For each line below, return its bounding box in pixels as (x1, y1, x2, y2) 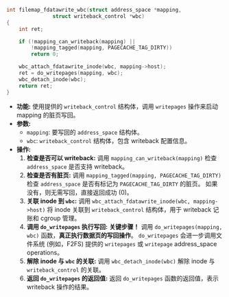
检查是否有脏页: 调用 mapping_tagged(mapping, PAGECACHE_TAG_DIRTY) (26, 170, 222, 179)
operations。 (26, 248, 63, 256)
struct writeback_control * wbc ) (52, 12, 145, 20)
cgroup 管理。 (40, 214, 81, 222)
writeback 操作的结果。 (26, 283, 93, 291)
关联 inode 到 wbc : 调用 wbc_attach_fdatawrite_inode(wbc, (26, 197, 191, 205)
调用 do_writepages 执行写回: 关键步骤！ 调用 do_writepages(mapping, (26, 222, 223, 230)
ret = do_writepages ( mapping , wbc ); (19, 69, 124, 76)
